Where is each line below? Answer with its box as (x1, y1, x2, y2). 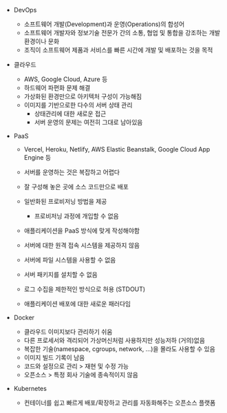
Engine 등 (23, 153, 52, 161)
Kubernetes (13, 385, 47, 392)
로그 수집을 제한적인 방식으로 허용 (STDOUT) (23, 285, 146, 293)
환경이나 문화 (23, 37, 60, 45)
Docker (13, 313, 35, 321)
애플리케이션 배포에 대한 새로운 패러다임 (23, 299, 131, 308)
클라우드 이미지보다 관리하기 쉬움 (23, 328, 113, 336)
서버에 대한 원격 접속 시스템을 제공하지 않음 (23, 241, 140, 249)
